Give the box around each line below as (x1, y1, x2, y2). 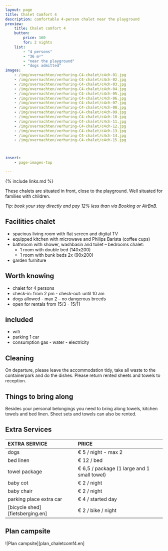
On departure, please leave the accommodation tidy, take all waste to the (5, 367, 156, 373)
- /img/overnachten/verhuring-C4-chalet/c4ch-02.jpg (14, 77, 126, 82)
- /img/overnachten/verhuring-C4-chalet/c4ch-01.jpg (14, 73, 126, 78)
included (5, 315, 33, 324)
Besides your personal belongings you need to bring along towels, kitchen (5, 405, 158, 411)
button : (14, 31, 30, 36)
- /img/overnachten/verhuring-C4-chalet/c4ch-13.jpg (14, 128, 126, 133)
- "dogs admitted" (23, 63, 61, 68)
